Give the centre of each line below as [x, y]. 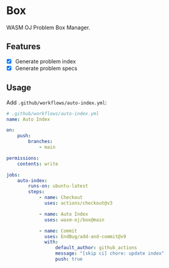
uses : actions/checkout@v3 [79, 203]
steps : [36, 192]
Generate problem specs [46, 68]
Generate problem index [45, 61]
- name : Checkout [61, 198]
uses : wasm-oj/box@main [74, 220]
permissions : [23, 158]
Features [23, 47]
